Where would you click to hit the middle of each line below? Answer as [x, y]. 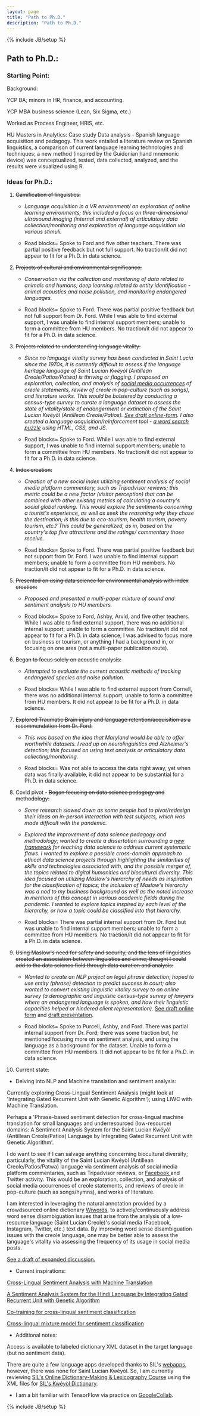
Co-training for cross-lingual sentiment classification [71, 1312]
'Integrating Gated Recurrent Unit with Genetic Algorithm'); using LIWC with [99, 1099]
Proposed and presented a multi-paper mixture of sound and [99, 599]
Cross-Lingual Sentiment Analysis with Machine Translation [80, 1282]
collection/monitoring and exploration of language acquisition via [104, 225]
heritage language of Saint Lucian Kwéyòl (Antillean [88, 371]
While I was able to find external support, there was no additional [104, 623]
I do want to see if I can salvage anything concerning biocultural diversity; [97, 1154]
